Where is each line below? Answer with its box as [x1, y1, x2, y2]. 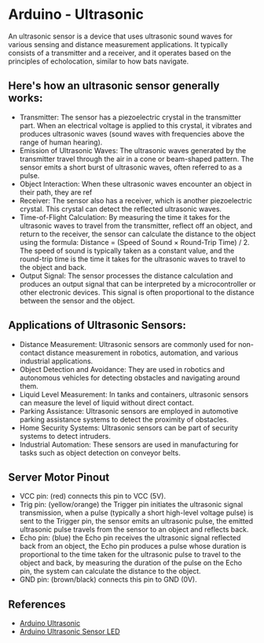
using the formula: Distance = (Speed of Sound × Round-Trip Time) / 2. [19, 237, 250, 247]
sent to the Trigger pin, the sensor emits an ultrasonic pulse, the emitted [19, 517, 254, 526]
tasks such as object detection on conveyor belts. [19, 448, 181, 457]
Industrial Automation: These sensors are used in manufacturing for [19, 440, 239, 449]
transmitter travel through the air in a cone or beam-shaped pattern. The [19, 154, 254, 163]
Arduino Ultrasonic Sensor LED [19, 627, 120, 637]
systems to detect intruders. [19, 431, 112, 440]
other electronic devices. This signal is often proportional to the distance [19, 287, 255, 297]
